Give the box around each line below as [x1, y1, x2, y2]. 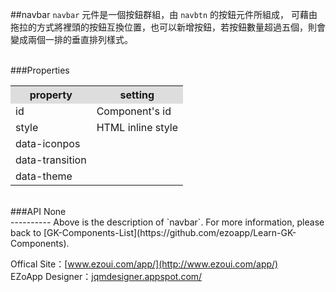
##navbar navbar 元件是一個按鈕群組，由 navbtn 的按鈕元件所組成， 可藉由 [10, 9, 318, 20]
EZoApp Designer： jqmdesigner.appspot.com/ [10, 271, 203, 282]
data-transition [15, 153, 87, 167]
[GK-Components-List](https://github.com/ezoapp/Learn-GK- [43, 227, 297, 238]
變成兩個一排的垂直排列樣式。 [10, 34, 133, 45]
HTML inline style [96, 121, 179, 134]
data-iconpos [15, 137, 81, 150]
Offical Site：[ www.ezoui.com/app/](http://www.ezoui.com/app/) [10, 258, 279, 270]
